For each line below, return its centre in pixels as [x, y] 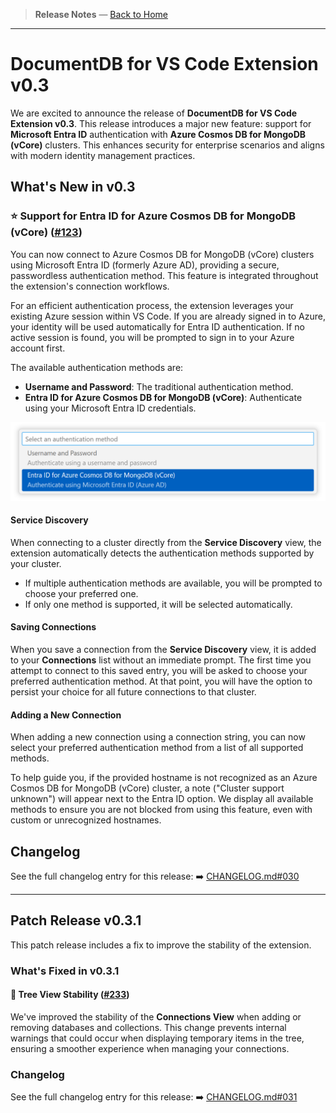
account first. [38, 348]
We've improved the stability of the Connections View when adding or [156, 1016]
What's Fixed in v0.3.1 [65, 971]
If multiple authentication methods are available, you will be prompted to [173, 583]
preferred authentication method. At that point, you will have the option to [161, 681]
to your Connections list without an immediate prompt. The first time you [161, 660]
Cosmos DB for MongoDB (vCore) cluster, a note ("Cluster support [147, 788]
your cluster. [36, 563]
